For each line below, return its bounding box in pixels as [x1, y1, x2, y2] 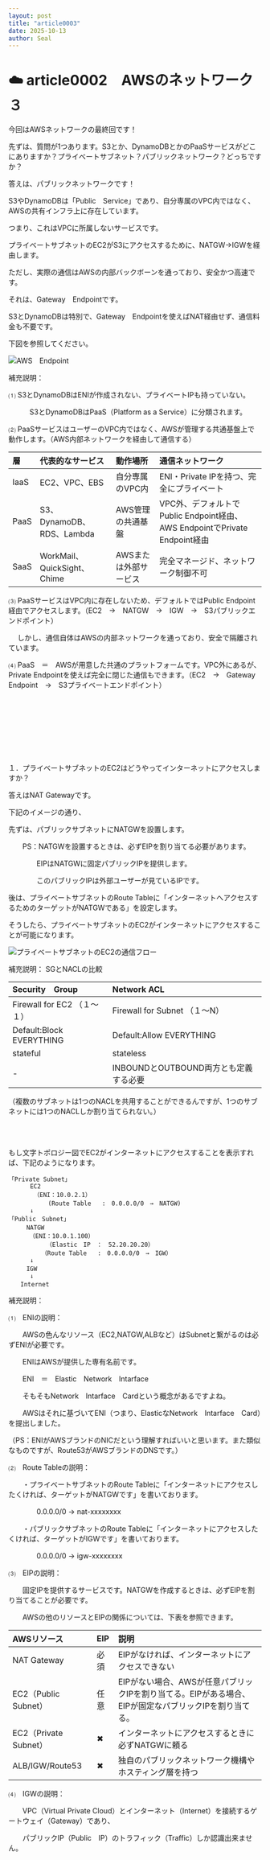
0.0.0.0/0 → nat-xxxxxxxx [35, 1507, 122, 1516]
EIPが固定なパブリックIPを [117, 1701, 219, 1711]
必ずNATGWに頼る [117, 1739, 189, 1751]
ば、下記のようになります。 [8, 1158, 100, 1167]
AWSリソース [12, 1634, 63, 1644]
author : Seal [8, 34, 52, 43]
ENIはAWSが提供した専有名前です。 [22, 1357, 141, 1366]
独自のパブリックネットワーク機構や [117, 1755, 256, 1766]
